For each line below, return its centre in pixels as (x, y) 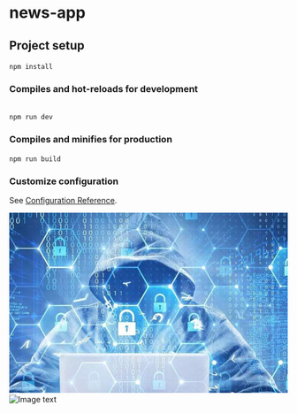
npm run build (35, 159)
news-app (47, 13)
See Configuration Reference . (63, 200)
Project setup (47, 46)
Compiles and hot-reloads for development (104, 88)
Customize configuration (64, 181)
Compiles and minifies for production (91, 140)
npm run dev (31, 118)
